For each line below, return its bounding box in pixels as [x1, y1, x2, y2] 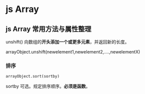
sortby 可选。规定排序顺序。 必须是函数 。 [5, 83, 90, 89]
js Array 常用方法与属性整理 [5, 24, 91, 33]
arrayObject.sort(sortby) [5, 74, 59, 79]
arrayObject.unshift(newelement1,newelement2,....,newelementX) [5, 49, 140, 54]
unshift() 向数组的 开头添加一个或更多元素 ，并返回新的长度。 [5, 39, 129, 44]
